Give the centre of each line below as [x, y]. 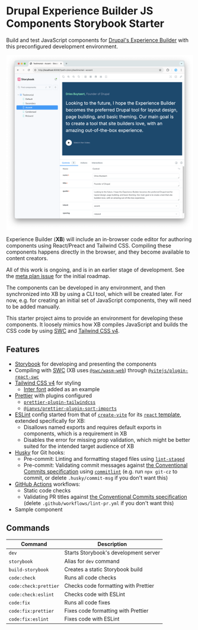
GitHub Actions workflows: [47, 484]
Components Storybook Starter [85, 24]
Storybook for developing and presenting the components [86, 364]
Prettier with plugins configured [53, 395]
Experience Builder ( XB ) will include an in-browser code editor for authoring [99, 239]
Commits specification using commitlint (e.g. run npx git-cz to [100, 471]
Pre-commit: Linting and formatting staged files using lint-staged [104, 459]
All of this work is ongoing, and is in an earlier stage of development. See [95, 270]
